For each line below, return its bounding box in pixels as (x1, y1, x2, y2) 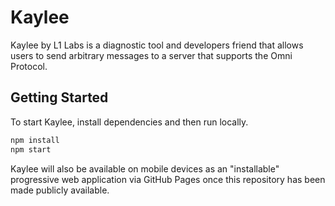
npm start (10, 144, 52, 155)
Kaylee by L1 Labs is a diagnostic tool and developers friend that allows (10, 39, 304, 51)
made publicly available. (10, 184, 110, 196)
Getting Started (10, 89, 109, 106)
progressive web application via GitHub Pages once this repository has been (10, 173, 326, 185)
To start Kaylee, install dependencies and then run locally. (10, 116, 249, 128)
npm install (10, 135, 60, 145)
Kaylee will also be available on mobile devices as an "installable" (10, 162, 280, 175)
